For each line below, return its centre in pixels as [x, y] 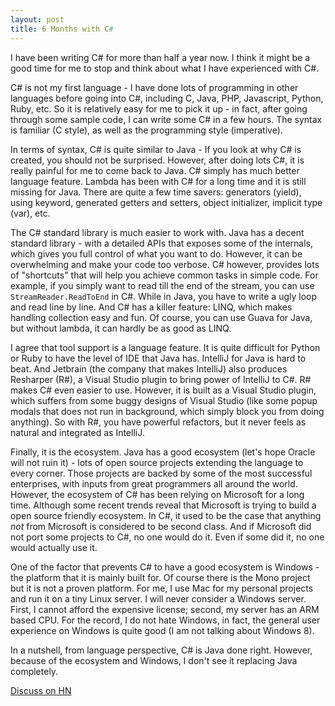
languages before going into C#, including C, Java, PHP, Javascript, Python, [167, 98]
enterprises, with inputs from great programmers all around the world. [154, 483]
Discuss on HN [41, 690]
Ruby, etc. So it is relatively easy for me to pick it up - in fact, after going [159, 108]
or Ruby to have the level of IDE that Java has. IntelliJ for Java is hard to [158, 358]
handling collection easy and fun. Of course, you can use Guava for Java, [161, 317]
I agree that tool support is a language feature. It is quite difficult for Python [165, 347]
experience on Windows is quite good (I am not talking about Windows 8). [162, 630]
